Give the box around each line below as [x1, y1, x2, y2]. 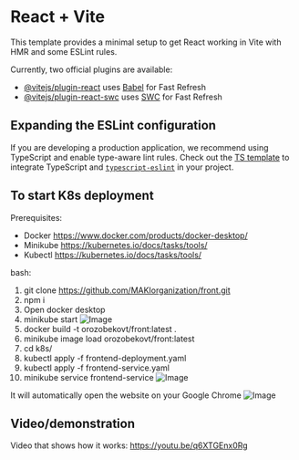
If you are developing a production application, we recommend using [10, 141, 269, 152]
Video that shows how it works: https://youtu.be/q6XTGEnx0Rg [10, 440, 249, 451]
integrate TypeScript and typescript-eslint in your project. [10, 162, 234, 172]
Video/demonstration [10, 415, 136, 431]
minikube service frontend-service [23, 371, 154, 382]
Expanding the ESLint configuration [10, 118, 217, 133]
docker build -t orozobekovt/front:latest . [23, 323, 177, 334]
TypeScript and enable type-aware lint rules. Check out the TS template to [10, 152, 290, 162]
